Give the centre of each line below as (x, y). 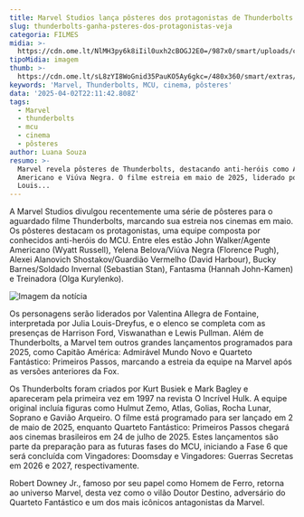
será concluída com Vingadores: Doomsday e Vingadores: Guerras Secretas (152, 456)
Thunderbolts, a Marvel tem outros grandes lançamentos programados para (151, 343)
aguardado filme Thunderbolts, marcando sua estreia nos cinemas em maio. (152, 221)
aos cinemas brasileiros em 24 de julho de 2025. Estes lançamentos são (144, 437)
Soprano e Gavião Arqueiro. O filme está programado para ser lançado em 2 (152, 418)
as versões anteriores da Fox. (64, 371)
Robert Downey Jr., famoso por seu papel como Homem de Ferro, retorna (147, 484)
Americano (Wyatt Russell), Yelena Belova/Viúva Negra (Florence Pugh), (144, 250)
